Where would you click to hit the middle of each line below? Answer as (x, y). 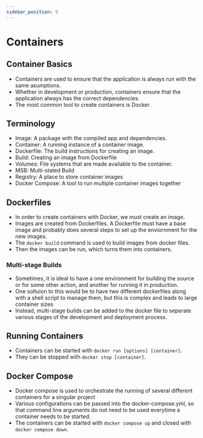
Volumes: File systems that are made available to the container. (94, 164)
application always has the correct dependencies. (77, 98)
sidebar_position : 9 (32, 12)
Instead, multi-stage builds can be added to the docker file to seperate (103, 311)
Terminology (31, 124)
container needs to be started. (53, 417)
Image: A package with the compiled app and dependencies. (91, 138)
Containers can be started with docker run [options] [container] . (98, 351)
